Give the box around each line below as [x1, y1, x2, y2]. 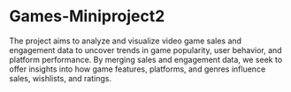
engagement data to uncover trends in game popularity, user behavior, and [9, 44, 282, 55]
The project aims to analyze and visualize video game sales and [9, 35, 241, 46]
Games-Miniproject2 [9, 6, 165, 27]
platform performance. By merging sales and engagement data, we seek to [9, 54, 283, 65]
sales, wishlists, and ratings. [9, 73, 112, 83]
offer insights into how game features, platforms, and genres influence [9, 64, 266, 74]
